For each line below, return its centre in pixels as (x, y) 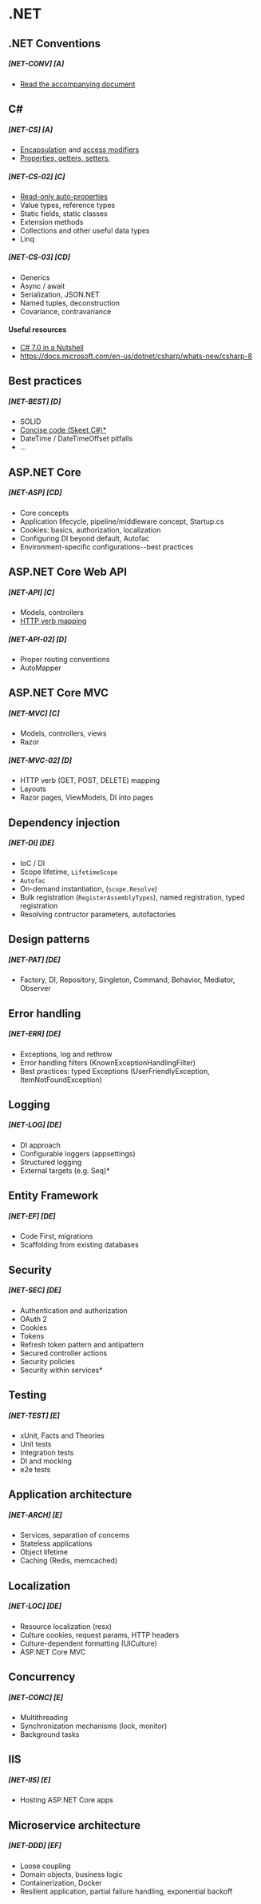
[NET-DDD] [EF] (35, 1846)
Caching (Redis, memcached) (69, 1561)
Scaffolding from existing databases (79, 1245)
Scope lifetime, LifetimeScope (69, 872)
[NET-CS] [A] (31, 130)
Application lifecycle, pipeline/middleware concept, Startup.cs (122, 521)
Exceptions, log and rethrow (66, 1054)
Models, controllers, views (63, 733)
